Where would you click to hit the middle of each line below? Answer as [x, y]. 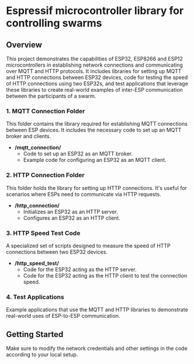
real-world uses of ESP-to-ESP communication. [63, 316]
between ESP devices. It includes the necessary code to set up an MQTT [94, 130]
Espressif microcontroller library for [95, 11]
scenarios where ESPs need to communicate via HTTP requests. [84, 194]
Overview [24, 45]
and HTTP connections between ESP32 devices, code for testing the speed [97, 77]
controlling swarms [54, 23]
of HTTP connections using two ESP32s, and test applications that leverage [97, 84]
